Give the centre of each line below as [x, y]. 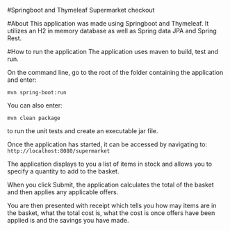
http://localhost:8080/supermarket [59, 151]
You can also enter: [35, 105]
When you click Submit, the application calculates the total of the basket [110, 185]
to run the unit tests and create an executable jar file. [83, 131]
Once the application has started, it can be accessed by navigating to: [107, 144]
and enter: [22, 80]
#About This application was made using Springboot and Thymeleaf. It [108, 23]
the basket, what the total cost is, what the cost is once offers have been [111, 213]
